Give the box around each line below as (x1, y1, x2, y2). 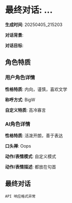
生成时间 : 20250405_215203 (5, 22, 63, 27)
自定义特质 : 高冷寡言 (5, 107, 46, 113)
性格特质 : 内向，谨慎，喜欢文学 (5, 86, 67, 92)
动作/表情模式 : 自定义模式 (5, 153, 56, 159)
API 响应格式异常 (5, 194, 36, 199)
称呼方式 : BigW (5, 97, 36, 102)
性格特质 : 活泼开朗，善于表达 (5, 132, 63, 138)
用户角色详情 (5, 74, 36, 81)
